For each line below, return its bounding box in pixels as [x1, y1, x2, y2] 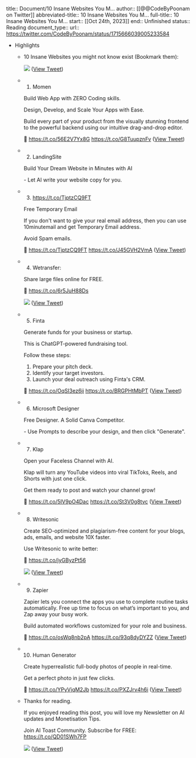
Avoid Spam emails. [23, 235, 72, 242]
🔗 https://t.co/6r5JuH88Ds [23, 287, 89, 294]
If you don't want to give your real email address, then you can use [23, 217, 187, 224]
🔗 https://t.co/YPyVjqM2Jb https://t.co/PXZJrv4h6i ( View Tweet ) [23, 686, 182, 693]
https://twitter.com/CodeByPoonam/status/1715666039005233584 [6, 30, 170, 37]
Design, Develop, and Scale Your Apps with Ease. [23, 106, 144, 113]
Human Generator [32, 652, 76, 658]
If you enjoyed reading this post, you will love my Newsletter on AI [23, 709, 185, 716]
